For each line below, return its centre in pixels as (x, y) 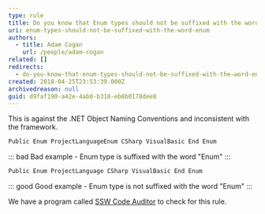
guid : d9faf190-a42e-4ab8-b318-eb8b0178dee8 (82, 96)
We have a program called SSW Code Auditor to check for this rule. (118, 201)
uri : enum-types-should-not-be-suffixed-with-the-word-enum (109, 30)
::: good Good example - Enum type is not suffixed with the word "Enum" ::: (131, 186)
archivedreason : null (44, 89)
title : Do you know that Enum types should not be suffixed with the (125, 23)
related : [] (28, 60)
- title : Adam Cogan (49, 45)
